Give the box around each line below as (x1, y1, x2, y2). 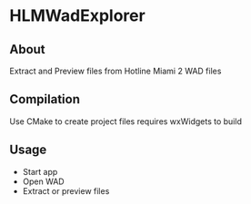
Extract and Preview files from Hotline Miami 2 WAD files (9, 65, 222, 76)
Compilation (9, 92, 80, 107)
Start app (22, 166, 58, 177)
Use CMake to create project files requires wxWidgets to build (9, 115, 243, 127)
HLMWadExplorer (9, 5, 146, 26)
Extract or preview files (22, 185, 110, 196)
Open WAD (22, 176, 65, 187)
